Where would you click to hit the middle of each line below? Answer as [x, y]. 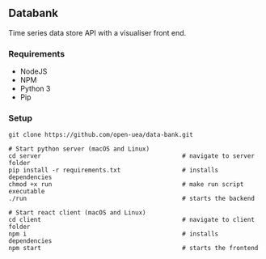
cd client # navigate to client [131, 220]
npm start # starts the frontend [133, 248]
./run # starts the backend [131, 199]
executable [27, 192]
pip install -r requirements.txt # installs [114, 170]
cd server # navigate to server [131, 156]
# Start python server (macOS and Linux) [79, 149]
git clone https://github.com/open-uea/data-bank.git [101, 135]
